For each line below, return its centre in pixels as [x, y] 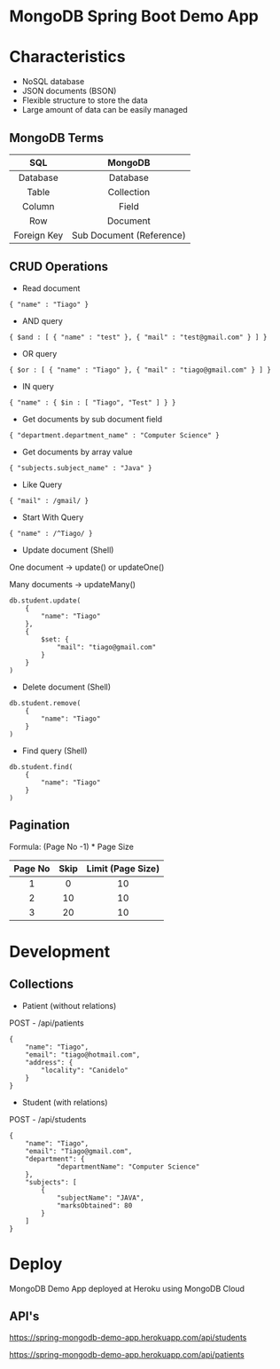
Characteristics [67, 57]
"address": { [49, 1062]
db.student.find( [41, 767]
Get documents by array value [77, 452]
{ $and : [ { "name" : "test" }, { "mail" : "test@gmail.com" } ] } [138, 337]
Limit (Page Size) [123, 869]
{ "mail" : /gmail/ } [49, 500]
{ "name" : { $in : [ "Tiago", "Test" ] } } [93, 402]
